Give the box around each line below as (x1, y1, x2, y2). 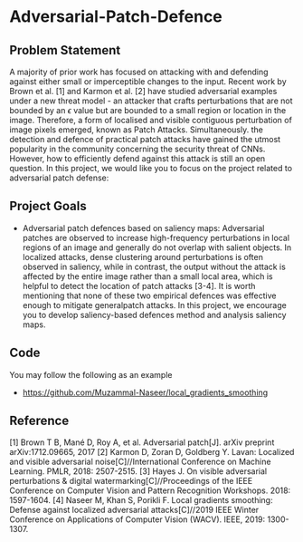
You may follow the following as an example (9, 369, 173, 380)
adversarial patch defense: (9, 172, 109, 183)
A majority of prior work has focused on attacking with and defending (9, 66, 269, 77)
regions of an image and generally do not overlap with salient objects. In (22, 242, 292, 253)
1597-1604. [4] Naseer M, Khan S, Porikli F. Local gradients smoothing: (9, 495, 273, 506)
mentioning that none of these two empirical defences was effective (22, 290, 277, 301)
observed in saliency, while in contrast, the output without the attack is (22, 261, 287, 272)
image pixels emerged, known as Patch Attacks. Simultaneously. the (9, 124, 264, 135)
